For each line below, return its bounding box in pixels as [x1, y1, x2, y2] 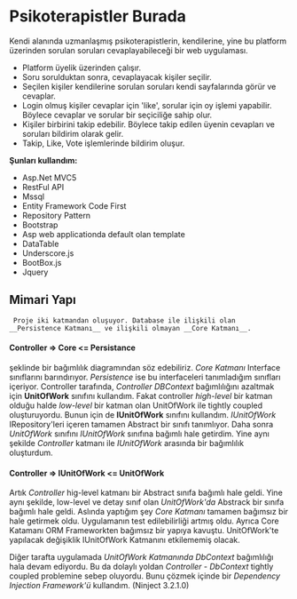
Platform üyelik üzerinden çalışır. [21, 62, 142, 73]
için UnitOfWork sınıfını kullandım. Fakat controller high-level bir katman [9, 390, 273, 401]
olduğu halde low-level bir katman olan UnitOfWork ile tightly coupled [9, 400, 263, 411]
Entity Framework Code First [21, 200, 127, 211]
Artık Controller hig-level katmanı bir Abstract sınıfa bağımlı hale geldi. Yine [9, 487, 284, 499]
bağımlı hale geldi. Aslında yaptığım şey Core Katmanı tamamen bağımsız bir [9, 507, 289, 517]
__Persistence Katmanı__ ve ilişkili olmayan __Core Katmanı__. [9, 323, 252, 332]
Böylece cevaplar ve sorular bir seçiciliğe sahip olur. [21, 109, 213, 120]
